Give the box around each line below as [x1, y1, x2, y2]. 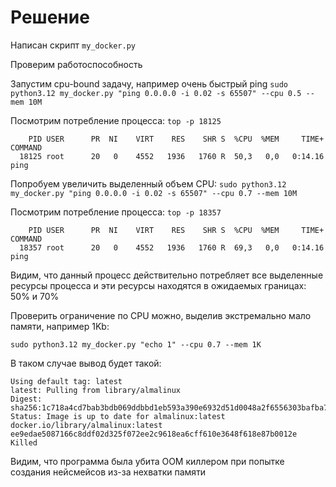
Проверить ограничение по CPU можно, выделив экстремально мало [10, 309, 312, 321]
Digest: [10, 394, 43, 404]
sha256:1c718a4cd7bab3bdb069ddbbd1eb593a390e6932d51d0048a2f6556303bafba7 [10, 402, 329, 413]
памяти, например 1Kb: [10, 320, 110, 332]
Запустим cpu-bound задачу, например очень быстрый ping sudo [10, 77, 288, 90]
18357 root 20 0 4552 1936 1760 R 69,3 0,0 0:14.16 [19, 242, 325, 253]
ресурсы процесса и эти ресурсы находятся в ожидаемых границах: [10, 279, 307, 291]
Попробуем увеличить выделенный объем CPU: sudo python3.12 [10, 177, 287, 190]
